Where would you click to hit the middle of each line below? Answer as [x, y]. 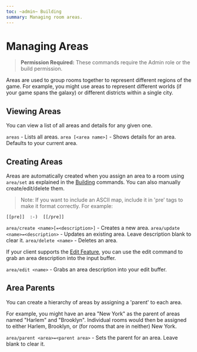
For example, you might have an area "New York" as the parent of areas [93, 314]
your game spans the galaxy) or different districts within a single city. [90, 93]
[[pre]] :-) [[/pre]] [35, 217]
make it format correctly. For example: [67, 206]
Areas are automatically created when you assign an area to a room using [95, 176]
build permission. [41, 69]
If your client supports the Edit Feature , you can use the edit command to [95, 252]
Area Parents [31, 288]
